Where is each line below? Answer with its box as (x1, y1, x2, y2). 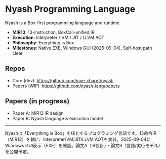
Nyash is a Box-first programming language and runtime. (5, 20, 121, 26)
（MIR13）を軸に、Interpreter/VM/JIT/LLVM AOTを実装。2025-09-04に (5, 136, 151, 142)
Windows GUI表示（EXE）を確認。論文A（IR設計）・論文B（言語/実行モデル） (5, 142, 161, 148)
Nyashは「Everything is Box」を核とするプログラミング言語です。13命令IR (5, 130, 157, 136)
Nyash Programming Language (5, 3, 135, 15)
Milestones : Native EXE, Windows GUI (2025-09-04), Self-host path (12, 45, 152, 51)
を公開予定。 (5, 149, 31, 155)
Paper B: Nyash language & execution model (12, 115, 103, 121)
